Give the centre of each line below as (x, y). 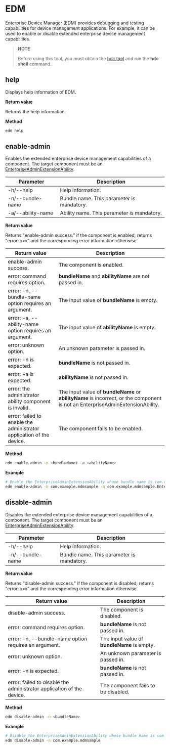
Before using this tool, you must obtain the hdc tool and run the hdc (88, 58)
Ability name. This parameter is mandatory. (111, 213)
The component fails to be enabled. (101, 429)
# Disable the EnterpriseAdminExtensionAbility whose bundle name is (80, 736)
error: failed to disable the (38, 682)
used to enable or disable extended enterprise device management (75, 33)
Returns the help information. (36, 111)
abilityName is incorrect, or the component (110, 399)
